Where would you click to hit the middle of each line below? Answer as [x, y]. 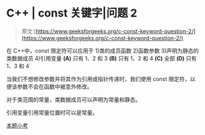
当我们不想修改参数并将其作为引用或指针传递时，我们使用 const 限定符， [98, 79]
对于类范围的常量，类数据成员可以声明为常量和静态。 [74, 100]
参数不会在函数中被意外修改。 [55, 86]
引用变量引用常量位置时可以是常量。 [52, 112]
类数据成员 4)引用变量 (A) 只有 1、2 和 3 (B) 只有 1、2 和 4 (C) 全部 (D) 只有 [102, 58]
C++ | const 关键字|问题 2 [72, 13]
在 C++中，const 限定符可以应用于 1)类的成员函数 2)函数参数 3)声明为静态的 [103, 51]
